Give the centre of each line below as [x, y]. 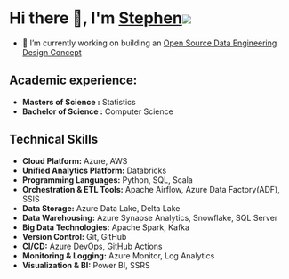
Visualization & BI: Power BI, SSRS [86, 265]
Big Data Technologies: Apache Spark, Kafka [105, 227]
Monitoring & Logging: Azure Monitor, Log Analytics [118, 255]
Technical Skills [54, 139]
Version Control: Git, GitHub [74, 236]
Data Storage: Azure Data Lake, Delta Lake [101, 208]
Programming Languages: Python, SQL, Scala [107, 180]
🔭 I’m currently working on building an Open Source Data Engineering [149, 43]
